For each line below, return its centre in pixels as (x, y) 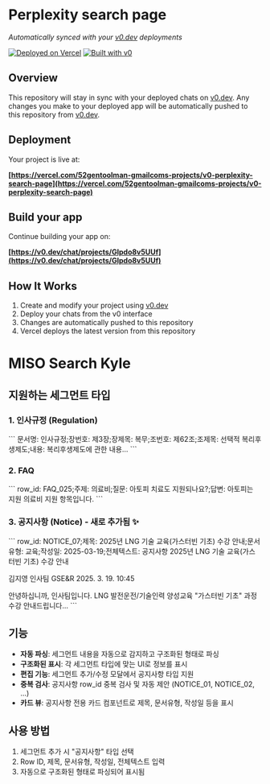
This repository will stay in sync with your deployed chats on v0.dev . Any (129, 97)
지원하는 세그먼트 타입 (59, 395)
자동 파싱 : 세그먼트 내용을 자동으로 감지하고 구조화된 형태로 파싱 (119, 654)
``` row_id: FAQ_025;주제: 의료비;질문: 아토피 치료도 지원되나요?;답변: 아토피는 (131, 489)
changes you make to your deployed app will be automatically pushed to (128, 105)
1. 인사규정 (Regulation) (53, 420)
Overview (33, 78)
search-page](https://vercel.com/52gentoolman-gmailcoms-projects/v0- (135, 184)
